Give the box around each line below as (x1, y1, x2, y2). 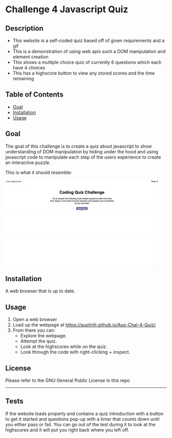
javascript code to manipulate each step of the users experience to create (5, 154, 161, 160)
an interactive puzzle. (5, 159, 51, 166)
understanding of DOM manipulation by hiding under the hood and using (5, 148, 158, 154)
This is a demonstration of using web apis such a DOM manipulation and (12, 49, 166, 54)
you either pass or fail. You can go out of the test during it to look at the (5, 421, 156, 427)
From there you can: (12, 327, 55, 333)
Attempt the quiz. (20, 338, 57, 344)
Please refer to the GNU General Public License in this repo (5, 377, 130, 384)
